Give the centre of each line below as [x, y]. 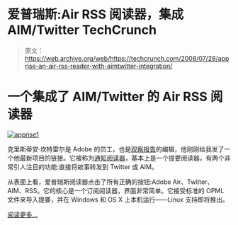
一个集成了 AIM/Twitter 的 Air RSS [107, 97]
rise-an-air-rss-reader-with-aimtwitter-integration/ [98, 66]
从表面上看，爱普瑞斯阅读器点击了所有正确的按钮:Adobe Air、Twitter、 [110, 182]
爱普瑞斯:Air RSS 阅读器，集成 [96, 15]
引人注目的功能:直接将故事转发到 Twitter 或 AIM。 [85, 166]
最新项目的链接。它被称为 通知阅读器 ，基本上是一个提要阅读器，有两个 [122, 158]
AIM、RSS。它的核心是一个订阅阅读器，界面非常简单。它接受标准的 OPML [116, 190]
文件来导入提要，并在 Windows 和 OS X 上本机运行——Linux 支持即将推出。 [118, 200]
